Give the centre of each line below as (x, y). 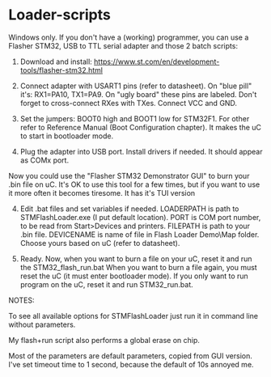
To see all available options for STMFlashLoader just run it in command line (133, 316)
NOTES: (21, 300)
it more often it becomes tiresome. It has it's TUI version (102, 193)
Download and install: (56, 61)
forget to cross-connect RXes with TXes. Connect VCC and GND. (128, 103)
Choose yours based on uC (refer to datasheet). (100, 243)
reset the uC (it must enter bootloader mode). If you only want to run (134, 276)
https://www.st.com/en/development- (157, 61)
